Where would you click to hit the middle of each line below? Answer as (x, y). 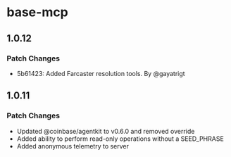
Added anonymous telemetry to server (73, 146)
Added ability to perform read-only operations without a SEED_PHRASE (120, 139)
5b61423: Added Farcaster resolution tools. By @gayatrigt (101, 73)
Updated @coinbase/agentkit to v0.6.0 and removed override (106, 131)
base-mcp (37, 12)
